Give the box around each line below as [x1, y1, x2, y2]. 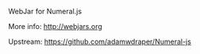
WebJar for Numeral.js [8, 7, 82, 16]
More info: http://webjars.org [8, 22, 103, 31]
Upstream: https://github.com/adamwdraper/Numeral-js [8, 37, 192, 46]
